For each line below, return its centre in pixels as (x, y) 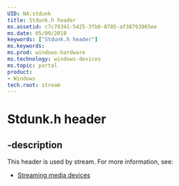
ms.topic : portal (32, 65)
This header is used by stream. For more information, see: (90, 162)
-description (35, 145)
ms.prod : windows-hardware (46, 53)
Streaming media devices (54, 176)
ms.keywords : (26, 46)
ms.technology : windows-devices (54, 59)
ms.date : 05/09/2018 (37, 33)
